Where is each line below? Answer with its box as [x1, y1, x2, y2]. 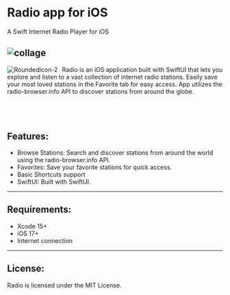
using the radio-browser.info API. [16, 155, 111, 164]
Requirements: [7, 204, 72, 216]
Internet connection [16, 236, 73, 244]
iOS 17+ [16, 229, 39, 238]
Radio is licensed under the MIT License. [7, 281, 122, 289]
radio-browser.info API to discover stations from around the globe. [7, 87, 194, 95]
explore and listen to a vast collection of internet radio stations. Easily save [7, 73, 218, 81]
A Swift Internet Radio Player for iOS [7, 27, 110, 36]
